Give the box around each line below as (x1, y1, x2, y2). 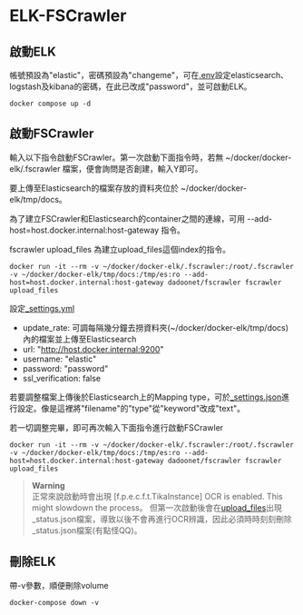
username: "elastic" (22, 353, 97, 364)
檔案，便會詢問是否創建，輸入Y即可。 (62, 163, 203, 174)
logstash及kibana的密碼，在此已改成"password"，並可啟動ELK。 (9, 81, 252, 92)
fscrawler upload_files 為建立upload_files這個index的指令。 (9, 243, 231, 254)
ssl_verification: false (22, 372, 102, 383)
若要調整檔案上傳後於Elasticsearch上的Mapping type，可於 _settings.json (9, 392, 282, 402)
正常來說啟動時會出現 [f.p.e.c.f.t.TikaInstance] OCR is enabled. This (31, 491, 283, 501)
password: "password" (22, 362, 109, 373)
